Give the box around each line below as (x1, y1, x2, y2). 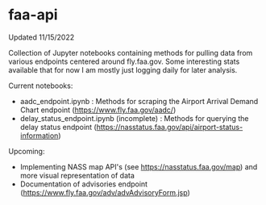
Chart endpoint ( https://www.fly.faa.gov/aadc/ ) (19, 105, 177, 115)
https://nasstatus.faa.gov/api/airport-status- (96, 122, 243, 132)
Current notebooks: (8, 81, 73, 90)
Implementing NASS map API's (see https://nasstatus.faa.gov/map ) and (19, 161, 258, 171)
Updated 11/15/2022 (8, 32, 75, 42)
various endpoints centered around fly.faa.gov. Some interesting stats (8, 56, 240, 66)
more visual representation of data (19, 170, 135, 180)
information (19, 131, 59, 140)
